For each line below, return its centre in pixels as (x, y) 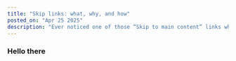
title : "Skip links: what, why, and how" (69, 14)
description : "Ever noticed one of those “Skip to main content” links (114, 27)
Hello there (26, 51)
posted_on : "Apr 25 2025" (45, 20)
